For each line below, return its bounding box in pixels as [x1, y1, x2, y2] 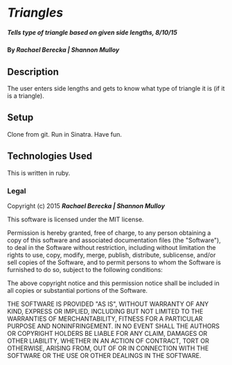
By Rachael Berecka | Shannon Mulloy [7, 46, 120, 54]
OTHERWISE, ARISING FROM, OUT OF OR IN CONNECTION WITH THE [7, 343, 209, 352]
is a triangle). [7, 92, 45, 100]
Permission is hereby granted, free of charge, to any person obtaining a [7, 228, 211, 237]
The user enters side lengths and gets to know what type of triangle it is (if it [7, 84, 225, 92]
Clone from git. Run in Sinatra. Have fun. [7, 130, 123, 138]
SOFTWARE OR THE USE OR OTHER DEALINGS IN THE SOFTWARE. [7, 351, 202, 359]
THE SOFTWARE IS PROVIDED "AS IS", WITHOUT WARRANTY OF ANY [7, 300, 209, 308]
